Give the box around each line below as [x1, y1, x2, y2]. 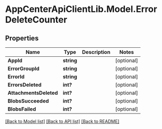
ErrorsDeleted [7, 81, 42, 88]
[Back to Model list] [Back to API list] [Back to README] [5, 119, 120, 124]
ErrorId [7, 73, 25, 80]
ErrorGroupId [7, 65, 40, 72]
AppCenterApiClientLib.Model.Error [5, 3, 158, 15]
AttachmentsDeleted [7, 90, 58, 96]
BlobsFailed [7, 106, 36, 113]
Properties [5, 34, 39, 42]
